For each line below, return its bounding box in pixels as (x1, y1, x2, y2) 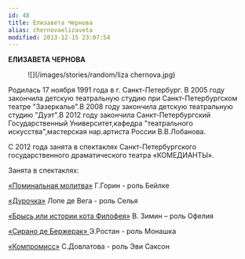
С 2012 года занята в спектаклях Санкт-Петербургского (8, 142, 197, 151)
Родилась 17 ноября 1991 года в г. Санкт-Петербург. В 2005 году (8, 86, 225, 95)
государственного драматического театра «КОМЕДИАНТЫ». (8, 151, 214, 160)
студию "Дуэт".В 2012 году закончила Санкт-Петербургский (8, 111, 211, 120)
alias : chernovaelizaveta (8, 26, 93, 34)
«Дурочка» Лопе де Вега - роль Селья (8, 196, 139, 206)
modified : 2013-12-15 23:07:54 (8, 33, 111, 42)
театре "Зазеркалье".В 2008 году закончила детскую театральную (8, 102, 233, 111)
